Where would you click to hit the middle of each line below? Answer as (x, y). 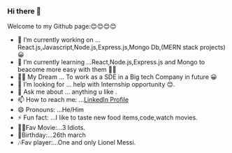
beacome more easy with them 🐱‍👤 (67, 70)
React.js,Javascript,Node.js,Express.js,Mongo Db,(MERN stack (108, 48)
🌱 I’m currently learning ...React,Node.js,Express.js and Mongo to (111, 62)
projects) (212, 48)
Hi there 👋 (24, 11)
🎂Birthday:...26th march (51, 135)
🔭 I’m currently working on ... (59, 40)
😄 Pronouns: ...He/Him (51, 110)
